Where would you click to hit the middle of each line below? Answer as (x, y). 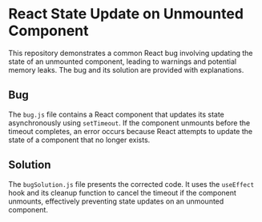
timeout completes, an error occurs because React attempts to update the (131, 131)
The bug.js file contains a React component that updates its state (116, 114)
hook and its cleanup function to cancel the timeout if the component (122, 192)
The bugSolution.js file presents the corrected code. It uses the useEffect (131, 184)
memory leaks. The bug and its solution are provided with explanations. (126, 69)
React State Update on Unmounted (126, 14)
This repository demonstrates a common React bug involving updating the (131, 53)
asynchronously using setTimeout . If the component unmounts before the (129, 123)
